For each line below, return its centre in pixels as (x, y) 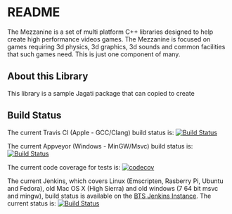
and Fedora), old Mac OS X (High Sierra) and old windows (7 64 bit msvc (113, 188)
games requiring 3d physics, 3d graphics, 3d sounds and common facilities (116, 46)
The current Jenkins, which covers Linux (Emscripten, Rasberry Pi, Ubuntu (115, 181)
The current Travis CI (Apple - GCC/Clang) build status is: (91, 132)
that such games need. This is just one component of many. (94, 54)
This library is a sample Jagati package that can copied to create (101, 93)
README (34, 12)
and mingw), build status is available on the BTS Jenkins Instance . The (109, 196)
